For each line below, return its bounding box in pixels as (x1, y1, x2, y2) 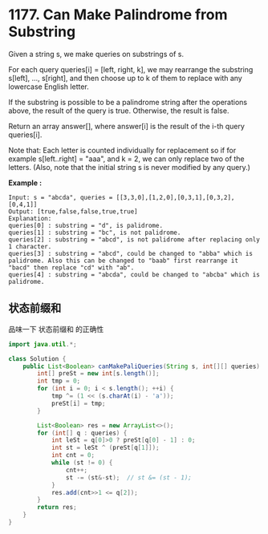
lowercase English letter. (8, 82, 90, 91)
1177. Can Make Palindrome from (8, 6, 228, 24)
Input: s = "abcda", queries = (8, 193, 113, 201)
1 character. (8, 242, 52, 250)
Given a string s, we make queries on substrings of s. (8, 49, 185, 59)
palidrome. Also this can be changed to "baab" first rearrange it (8, 257, 239, 265)
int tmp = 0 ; (37, 377, 81, 386)
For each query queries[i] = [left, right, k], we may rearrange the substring (8, 64, 254, 74)
